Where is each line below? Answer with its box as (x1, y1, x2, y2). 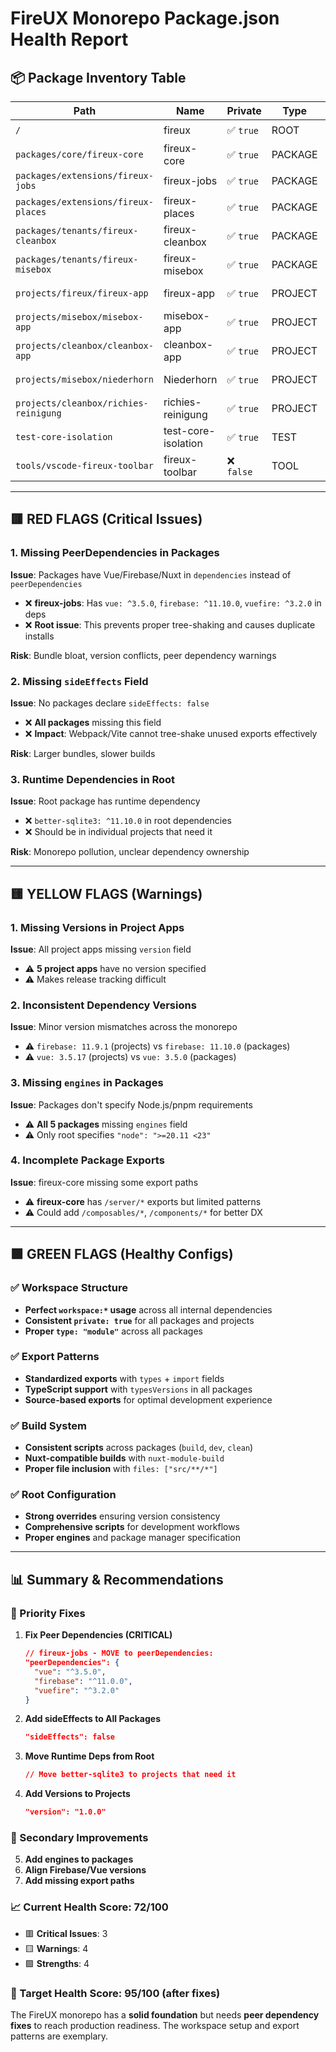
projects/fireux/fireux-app (15, 288, 149, 299)
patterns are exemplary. (10, 2030, 109, 2042)
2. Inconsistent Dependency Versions (10, 998, 197, 1012)
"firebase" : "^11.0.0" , (34, 1676, 133, 1686)
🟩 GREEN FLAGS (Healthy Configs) (10, 1246, 234, 1263)
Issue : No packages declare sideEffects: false (10, 697, 210, 709)
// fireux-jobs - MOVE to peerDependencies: (24, 1648, 214, 1659)
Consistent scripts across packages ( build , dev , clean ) (24, 1442, 254, 1454)
